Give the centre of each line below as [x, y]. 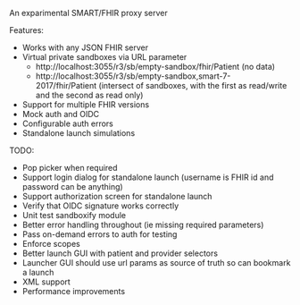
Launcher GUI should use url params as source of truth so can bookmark [156, 263]
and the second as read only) [89, 95]
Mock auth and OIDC [61, 114]
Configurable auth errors [67, 123]
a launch [38, 272]
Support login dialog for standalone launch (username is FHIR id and [148, 177]
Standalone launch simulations [79, 133]
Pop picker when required [70, 168]
